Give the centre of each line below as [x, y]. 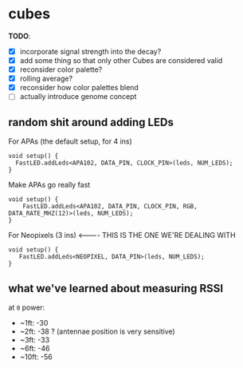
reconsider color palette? [61, 69]
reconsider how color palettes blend [79, 88]
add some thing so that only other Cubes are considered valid [121, 60]
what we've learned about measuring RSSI [116, 288]
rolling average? [46, 79]
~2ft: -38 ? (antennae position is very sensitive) [97, 331]
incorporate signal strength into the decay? [90, 51]
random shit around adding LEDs [91, 122]
